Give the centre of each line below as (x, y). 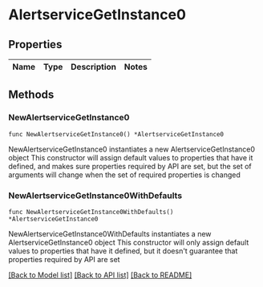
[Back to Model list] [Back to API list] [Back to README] (100, 275)
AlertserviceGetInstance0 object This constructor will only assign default (129, 242)
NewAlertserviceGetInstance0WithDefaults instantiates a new (110, 233)
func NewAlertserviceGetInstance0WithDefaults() (91, 212)
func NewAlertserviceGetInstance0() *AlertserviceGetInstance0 (116, 134)
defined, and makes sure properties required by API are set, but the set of (130, 166)
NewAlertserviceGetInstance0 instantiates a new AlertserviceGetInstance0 (131, 149)
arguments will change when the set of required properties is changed (124, 175)
